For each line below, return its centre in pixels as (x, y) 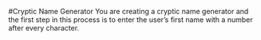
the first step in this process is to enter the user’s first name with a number (130, 20)
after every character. (44, 28)
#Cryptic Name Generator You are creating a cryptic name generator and (129, 11)
